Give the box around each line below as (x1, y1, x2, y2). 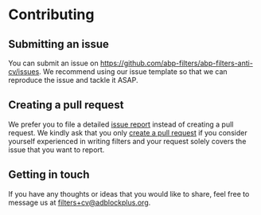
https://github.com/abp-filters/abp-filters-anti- (99, 58, 253, 68)
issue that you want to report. (8, 145, 105, 154)
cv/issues (8, 67, 40, 76)
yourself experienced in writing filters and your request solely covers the (8, 136, 247, 146)
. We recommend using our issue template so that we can (38, 67, 228, 76)
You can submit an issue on (8, 58, 99, 68)
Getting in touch (8, 168, 90, 182)
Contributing (8, 6, 95, 24)
